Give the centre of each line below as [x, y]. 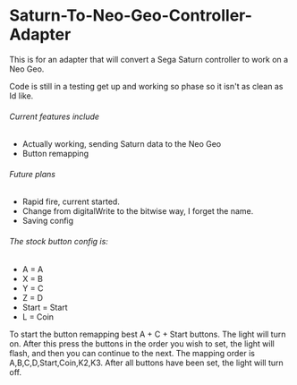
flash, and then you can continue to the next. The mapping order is [132, 353]
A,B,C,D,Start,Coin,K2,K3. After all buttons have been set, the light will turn [146, 363]
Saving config [48, 221]
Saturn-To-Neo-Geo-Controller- [131, 16]
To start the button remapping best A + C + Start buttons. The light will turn [148, 334]
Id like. [21, 96]
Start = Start [45, 307]
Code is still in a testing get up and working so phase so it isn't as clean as [146, 86]
